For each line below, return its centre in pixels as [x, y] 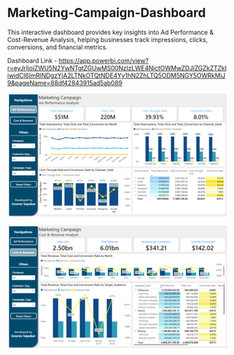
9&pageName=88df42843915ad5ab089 [65, 82]
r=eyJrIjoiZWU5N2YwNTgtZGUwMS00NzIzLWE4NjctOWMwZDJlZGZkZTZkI [117, 68]
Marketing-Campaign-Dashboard [107, 13]
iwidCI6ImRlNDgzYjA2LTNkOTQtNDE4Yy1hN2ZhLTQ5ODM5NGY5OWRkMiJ [116, 75]
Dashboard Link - [32, 60]
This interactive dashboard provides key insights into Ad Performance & [111, 32]
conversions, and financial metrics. [58, 47]
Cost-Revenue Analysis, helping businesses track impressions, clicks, [108, 39]
